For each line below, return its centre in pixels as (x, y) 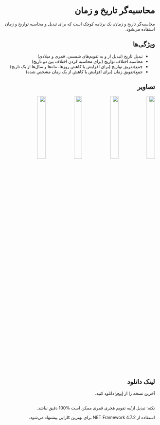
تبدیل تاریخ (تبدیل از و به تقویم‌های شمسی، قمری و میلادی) (90, 56)
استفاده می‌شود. (140, 29)
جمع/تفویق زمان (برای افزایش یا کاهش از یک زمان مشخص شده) (84, 72)
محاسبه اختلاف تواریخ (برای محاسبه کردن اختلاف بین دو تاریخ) (87, 61)
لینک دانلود (141, 381)
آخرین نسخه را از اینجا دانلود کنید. (125, 393)
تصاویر (146, 87)
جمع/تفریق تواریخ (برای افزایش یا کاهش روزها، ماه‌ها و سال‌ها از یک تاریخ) (76, 66)
